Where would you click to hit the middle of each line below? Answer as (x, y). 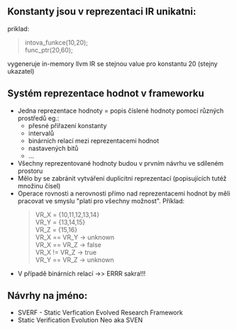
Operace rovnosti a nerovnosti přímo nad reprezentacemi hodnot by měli (124, 193)
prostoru (30, 171)
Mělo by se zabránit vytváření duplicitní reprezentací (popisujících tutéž (122, 178)
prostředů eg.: (38, 118)
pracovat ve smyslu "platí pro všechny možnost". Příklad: (101, 200)
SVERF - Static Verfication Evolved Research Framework (100, 313)
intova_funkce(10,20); (56, 42)
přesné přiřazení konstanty (67, 125)
